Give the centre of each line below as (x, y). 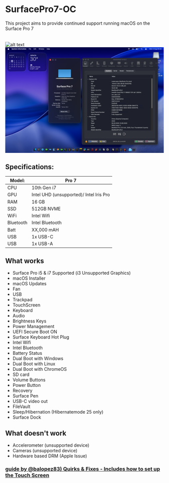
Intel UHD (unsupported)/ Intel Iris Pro (71, 195)
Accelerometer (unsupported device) (51, 445)
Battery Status (27, 353)
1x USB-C (43, 236)
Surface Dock (27, 417)
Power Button (27, 385)
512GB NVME (46, 209)
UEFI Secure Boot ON (35, 332)
